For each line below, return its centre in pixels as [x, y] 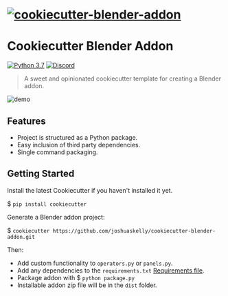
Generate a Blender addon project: [56, 217]
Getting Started [41, 174]
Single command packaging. [57, 152]
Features [26, 121]
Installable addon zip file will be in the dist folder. [87, 285]
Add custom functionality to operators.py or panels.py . [95, 263]
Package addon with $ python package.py [76, 277]
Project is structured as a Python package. [77, 137]
